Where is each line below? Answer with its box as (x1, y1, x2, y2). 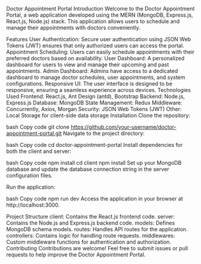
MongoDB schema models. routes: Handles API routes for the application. (6, 226, 188, 232)
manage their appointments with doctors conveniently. (6, 24, 141, 31)
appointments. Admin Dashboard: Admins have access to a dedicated (6, 67, 178, 74)
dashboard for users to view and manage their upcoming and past (6, 61, 169, 68)
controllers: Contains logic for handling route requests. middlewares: (6, 232, 175, 239)
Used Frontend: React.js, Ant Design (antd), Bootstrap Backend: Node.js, (6, 93, 185, 100)
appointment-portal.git (6, 130, 62, 137)
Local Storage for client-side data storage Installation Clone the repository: (6, 112, 190, 119)
